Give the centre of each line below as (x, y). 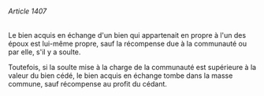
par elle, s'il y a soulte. (45, 52)
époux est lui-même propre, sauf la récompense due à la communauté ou (128, 44)
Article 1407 (28, 11)
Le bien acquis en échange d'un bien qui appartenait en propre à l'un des (127, 35)
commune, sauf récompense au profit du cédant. (88, 84)
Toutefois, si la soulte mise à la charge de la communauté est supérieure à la (132, 68)
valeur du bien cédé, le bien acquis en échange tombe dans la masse (121, 76)
